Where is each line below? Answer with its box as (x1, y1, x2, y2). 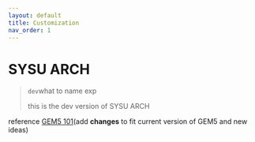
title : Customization (8, 19, 80, 27)
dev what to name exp (27, 86, 97, 95)
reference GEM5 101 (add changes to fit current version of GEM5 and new (8, 117, 248, 126)
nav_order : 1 (8, 26, 51, 34)
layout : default (8, 11, 62, 20)
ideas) (8, 125, 29, 135)
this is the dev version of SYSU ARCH (27, 102, 150, 111)
